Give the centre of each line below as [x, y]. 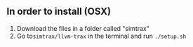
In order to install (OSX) [59, 12]
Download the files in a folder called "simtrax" [83, 28]
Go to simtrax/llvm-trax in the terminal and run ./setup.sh [101, 36]
